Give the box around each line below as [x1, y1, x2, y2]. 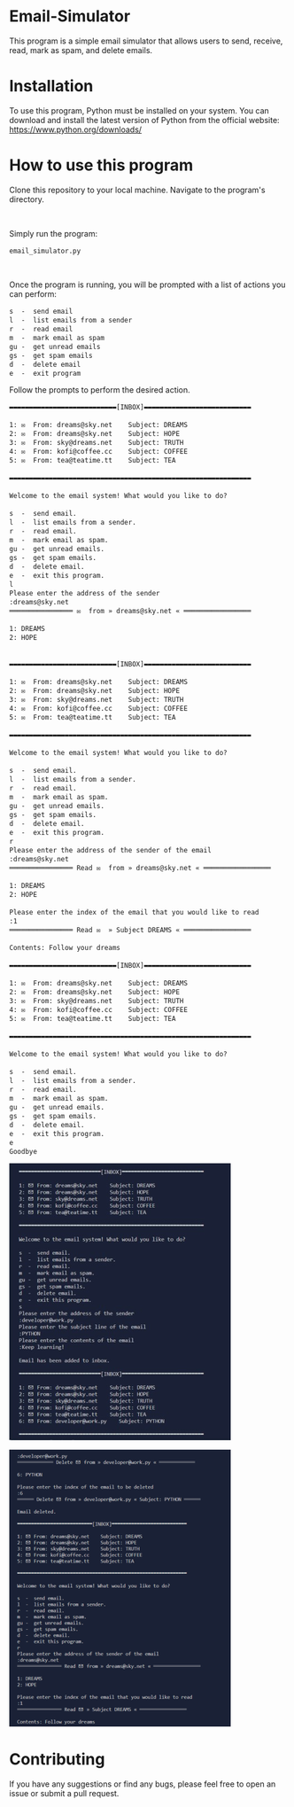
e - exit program [9, 369, 81, 378]
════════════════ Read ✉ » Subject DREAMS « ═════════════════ [9, 925, 251, 934]
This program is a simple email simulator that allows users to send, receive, [9, 35, 283, 46]
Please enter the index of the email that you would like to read [9, 907, 259, 916]
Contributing [9, 1749, 105, 1769]
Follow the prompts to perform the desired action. [9, 384, 190, 395]
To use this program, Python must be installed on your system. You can [9, 105, 270, 116]
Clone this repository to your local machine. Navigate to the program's [9, 184, 266, 195]
